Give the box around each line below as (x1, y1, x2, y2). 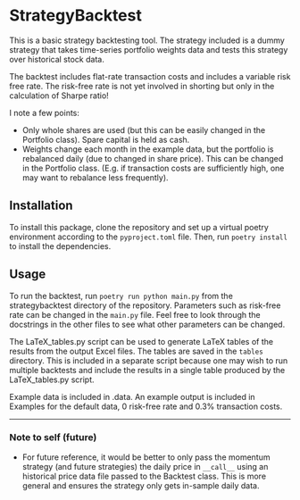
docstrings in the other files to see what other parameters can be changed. (9, 319, 286, 329)
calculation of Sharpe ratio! (9, 90, 109, 101)
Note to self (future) (9, 431, 97, 444)
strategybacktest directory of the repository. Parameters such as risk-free (9, 300, 281, 311)
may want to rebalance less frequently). (21, 171, 169, 183)
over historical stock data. (9, 54, 104, 64)
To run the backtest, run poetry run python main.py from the (9, 290, 234, 301)
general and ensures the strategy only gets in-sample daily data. (21, 479, 260, 491)
